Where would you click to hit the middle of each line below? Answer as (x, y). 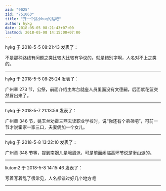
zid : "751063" (20, 14)
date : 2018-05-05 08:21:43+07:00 (40, 28)
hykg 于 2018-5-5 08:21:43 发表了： (42, 47)
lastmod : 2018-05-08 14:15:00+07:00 (43, 32)
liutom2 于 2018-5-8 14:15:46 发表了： (44, 168)
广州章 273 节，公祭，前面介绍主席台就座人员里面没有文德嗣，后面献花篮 (80, 89)
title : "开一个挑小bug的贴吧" (33, 19)
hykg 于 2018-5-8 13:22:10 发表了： (41, 142)
